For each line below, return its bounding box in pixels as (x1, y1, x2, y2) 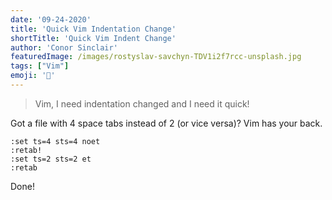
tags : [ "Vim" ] (10, 61, 70, 71)
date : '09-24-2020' (10, 14, 92, 25)
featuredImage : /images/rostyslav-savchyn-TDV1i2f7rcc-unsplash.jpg (10, 52, 302, 62)
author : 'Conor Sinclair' (10, 42, 118, 53)
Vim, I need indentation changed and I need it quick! (34, 97, 250, 110)
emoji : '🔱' (10, 71, 56, 81)
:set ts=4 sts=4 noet (10, 136, 101, 146)
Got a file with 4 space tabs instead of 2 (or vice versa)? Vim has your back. (10, 117, 323, 129)
